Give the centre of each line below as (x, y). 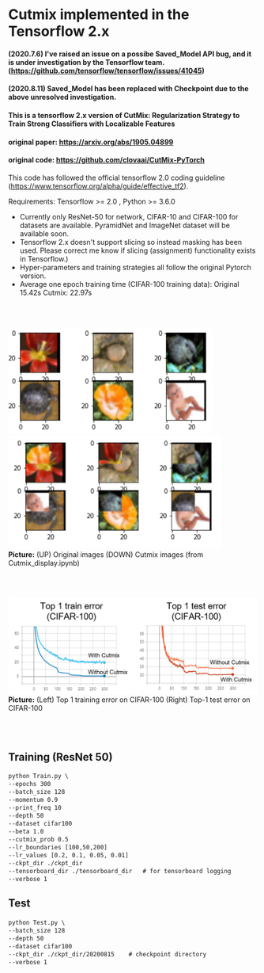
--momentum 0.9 (33, 799)
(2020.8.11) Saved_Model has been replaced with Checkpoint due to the (128, 89)
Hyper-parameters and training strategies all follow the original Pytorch (135, 267)
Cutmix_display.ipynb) (44, 563)
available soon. (44, 233)
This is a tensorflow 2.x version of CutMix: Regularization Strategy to (124, 115)
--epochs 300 (30, 784)
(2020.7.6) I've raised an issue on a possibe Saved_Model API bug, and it (130, 54)
